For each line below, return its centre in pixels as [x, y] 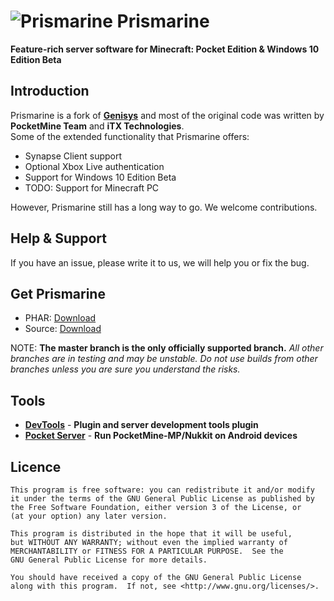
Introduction [50, 91]
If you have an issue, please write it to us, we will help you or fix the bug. [160, 262]
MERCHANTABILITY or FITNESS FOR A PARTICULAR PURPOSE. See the [147, 551]
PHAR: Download [60, 318]
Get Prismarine [58, 293]
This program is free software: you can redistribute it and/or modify [162, 490]
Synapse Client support [73, 156]
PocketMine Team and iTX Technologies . [97, 126]
